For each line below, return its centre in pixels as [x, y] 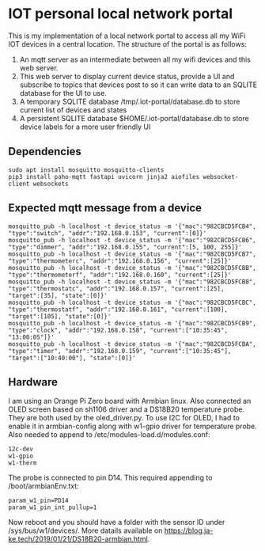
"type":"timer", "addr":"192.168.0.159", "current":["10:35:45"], [120, 351]
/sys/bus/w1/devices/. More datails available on [85, 530]
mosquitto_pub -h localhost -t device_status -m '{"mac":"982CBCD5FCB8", [132, 282]
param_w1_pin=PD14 [38, 501]
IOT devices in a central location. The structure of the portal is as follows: [128, 44]
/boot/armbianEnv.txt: [44, 486]
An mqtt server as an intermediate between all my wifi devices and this [135, 59]
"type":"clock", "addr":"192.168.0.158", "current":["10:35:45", [118, 330]
